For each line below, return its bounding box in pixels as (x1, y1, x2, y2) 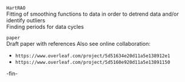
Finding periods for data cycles (6, 24, 84, 30)
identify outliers (6, 17, 45, 24)
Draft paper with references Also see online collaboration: (6, 40, 150, 47)
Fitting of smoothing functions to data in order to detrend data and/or (6, 10, 179, 17)
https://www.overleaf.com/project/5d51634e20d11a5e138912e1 (15, 53, 170, 59)
